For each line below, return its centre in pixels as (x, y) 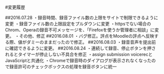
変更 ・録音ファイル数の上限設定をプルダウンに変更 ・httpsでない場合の (78, 24)
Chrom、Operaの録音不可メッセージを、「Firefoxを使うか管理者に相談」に (80, 30)
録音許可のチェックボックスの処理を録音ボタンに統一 (63, 67)
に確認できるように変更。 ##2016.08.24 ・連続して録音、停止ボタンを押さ (81, 48)
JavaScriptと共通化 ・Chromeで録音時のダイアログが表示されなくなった (78, 61)
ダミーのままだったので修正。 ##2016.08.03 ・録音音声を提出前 (91, 42)
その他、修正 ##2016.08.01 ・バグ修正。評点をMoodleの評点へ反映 (87, 36)
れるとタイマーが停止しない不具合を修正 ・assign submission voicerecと (79, 54)
